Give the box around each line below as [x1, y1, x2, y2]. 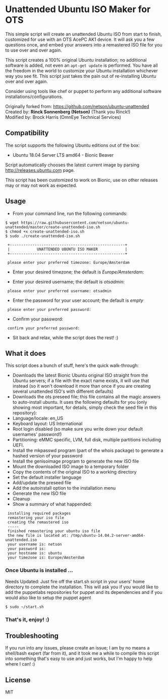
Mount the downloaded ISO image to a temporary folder [12, 463, 129, 470]
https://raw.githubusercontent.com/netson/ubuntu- [21, 220, 130, 225]
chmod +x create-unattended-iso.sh [10, 229, 85, 234]
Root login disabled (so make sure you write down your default [12, 426, 143, 432]
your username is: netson [7, 542, 62, 547]
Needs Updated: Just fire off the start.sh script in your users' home [5, 578, 145, 584]
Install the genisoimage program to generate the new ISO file [12, 458, 139, 464]
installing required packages [7, 511, 71, 516]
